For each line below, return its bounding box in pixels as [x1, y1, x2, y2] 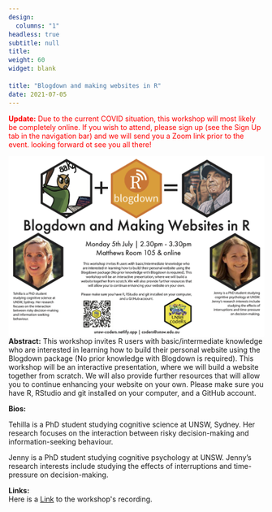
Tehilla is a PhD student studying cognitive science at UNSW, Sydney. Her [8, 419, 256, 430]
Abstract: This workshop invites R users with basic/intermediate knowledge [8, 336, 263, 346]
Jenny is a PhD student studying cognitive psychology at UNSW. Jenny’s [8, 453, 252, 462]
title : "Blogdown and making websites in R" [8, 81, 162, 89]
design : [8, 13, 35, 21]
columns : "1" [15, 21, 60, 30]
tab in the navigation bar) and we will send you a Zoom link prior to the [8, 131, 244, 141]
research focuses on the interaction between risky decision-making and [8, 428, 249, 438]
